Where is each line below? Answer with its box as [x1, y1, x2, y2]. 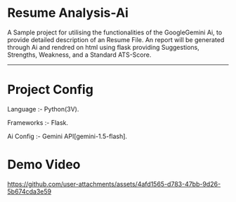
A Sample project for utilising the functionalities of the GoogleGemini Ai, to [7, 28, 223, 36]
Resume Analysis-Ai [7, 5, 129, 21]
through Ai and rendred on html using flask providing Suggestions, [7, 43, 199, 51]
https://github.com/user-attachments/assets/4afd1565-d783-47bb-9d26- [7, 180, 221, 188]
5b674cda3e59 [7, 187, 51, 196]
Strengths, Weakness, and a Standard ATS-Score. [7, 50, 152, 59]
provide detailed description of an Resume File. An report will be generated [7, 35, 225, 43]
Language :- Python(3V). [7, 105, 79, 113]
